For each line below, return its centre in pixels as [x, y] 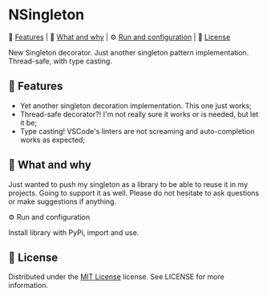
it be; [28, 123]
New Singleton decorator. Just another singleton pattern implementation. [129, 52]
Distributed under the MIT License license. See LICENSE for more [116, 277]
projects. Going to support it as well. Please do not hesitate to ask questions [134, 193]
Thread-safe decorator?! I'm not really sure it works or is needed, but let [139, 114]
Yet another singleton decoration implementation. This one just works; [136, 105]
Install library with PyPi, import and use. [74, 232]
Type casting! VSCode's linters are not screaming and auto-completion [137, 131]
